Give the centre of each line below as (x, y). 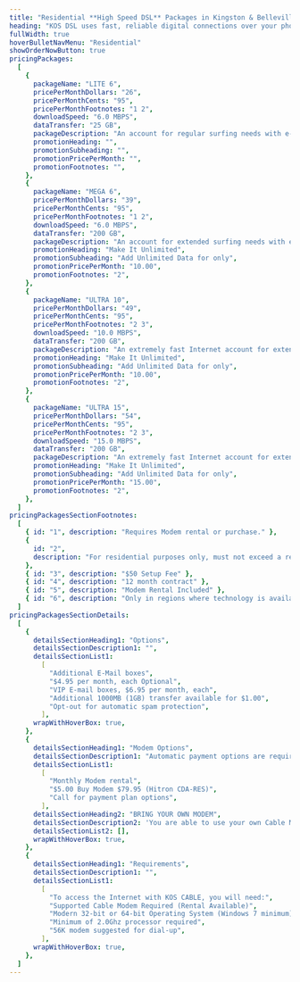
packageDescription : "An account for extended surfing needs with (159, 242)
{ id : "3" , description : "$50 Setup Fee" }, (109, 574)
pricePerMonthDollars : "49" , (87, 308)
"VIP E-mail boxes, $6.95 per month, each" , (133, 690)
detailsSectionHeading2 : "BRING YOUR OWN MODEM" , (127, 814)
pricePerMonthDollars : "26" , (87, 92)
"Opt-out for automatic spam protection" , (129, 706)
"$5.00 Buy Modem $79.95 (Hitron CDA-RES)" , (133, 790)
